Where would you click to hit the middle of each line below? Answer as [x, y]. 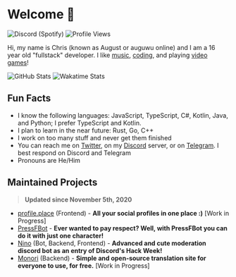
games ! [18, 62]
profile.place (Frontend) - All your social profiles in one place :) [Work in [123, 213]
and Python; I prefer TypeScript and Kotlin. [79, 123]
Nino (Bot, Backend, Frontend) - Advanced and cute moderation [112, 243]
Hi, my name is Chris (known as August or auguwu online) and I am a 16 [111, 47]
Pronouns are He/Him [49, 160]
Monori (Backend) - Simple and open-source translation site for [112, 258]
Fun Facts [29, 98]
